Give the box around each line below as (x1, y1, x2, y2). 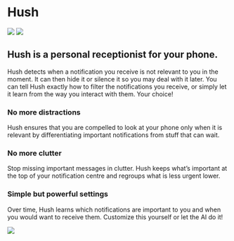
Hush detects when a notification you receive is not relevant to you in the (7, 67, 219, 76)
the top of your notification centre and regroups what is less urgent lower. (7, 171, 221, 180)
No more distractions (7, 107, 81, 117)
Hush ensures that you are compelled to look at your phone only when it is (7, 124, 223, 132)
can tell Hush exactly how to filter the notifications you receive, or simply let (7, 82, 227, 91)
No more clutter (7, 148, 62, 158)
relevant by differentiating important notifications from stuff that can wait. (7, 131, 220, 139)
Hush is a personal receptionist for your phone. (7, 48, 218, 60)
